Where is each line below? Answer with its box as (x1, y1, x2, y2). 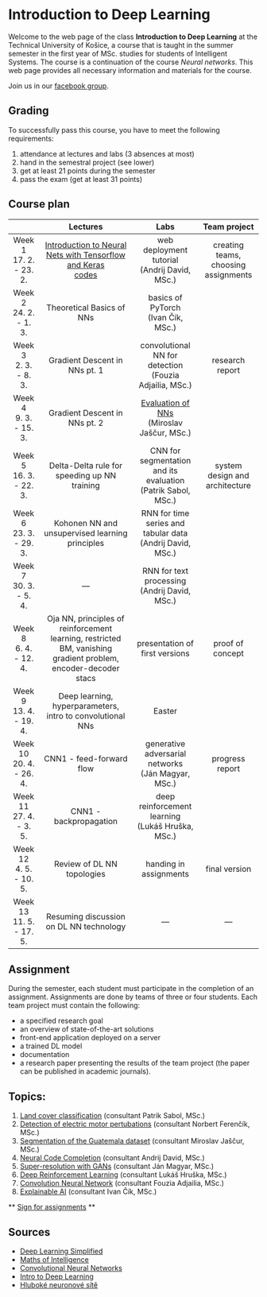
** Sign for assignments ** (8, 1202, 95, 1212)
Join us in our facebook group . (8, 81, 109, 91)
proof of (213, 637, 244, 648)
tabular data (142, 527, 188, 538)
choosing (211, 259, 246, 270)
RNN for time (141, 507, 190, 518)
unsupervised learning (43, 527, 128, 538)
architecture (205, 479, 252, 490)
